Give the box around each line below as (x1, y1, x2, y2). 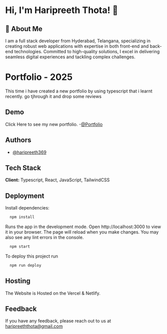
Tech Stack (5, 163, 41, 172)
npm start (10, 244, 30, 249)
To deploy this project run (5, 253, 59, 259)
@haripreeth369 (12, 149, 47, 155)
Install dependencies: (5, 205, 50, 211)
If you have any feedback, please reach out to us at (5, 318, 111, 324)
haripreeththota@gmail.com (5, 323, 63, 329)
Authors (5, 136, 32, 145)
